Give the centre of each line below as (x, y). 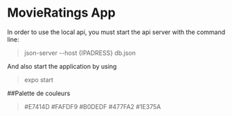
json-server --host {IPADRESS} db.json (80, 53)
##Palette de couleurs (39, 93)
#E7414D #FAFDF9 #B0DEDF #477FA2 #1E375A (92, 106)
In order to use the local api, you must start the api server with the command (116, 32)
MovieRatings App (61, 13)
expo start (39, 80)
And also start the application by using (62, 66)
